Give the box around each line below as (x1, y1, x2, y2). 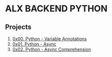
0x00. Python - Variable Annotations (12, 36, 87, 42)
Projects (5, 23, 32, 31)
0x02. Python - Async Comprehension (12, 47, 91, 52)
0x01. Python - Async (12, 41, 56, 47)
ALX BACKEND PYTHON (5, 3, 108, 14)
